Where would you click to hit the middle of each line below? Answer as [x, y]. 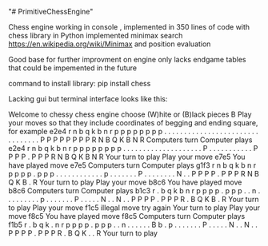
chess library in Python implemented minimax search [96, 36]
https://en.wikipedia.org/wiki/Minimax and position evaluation [110, 44]
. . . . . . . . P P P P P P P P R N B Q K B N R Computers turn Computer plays [130, 140]
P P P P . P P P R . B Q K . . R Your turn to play [83, 233]
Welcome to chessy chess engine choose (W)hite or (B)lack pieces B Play [130, 114]
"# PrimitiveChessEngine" [51, 12]
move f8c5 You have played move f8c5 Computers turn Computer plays [127, 216]
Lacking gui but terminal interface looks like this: [88, 99]
